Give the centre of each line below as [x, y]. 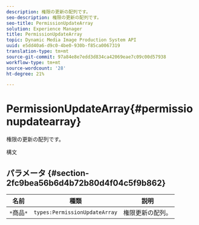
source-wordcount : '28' [36, 68]
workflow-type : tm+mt [34, 62]
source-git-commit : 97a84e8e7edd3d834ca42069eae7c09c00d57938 [86, 57]
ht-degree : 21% [25, 74]
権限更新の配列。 [148, 213]
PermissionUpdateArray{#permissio [100, 109]
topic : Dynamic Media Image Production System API [71, 40]
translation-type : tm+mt [38, 51]
